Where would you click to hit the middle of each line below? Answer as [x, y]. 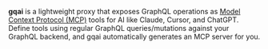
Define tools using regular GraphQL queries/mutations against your [119, 28]
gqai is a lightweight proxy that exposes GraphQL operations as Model [124, 11]
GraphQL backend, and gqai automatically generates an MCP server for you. [134, 36]
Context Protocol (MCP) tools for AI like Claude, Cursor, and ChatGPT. [124, 20]
